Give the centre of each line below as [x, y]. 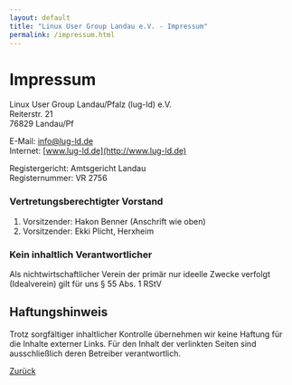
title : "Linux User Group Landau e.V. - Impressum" [108, 26]
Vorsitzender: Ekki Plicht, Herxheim [88, 231]
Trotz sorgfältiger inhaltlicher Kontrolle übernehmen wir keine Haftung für [146, 334]
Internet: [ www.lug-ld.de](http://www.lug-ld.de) [98, 151]
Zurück [23, 371]
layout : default [40, 18]
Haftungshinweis [59, 312]
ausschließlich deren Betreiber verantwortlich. [95, 353]
